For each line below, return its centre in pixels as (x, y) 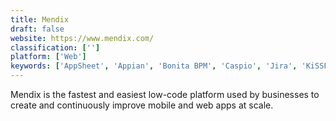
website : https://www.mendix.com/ (82, 38)
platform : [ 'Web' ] (48, 57)
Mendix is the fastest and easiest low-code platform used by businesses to (165, 94)
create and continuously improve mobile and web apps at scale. (142, 105)
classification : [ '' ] (55, 47)
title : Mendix (40, 19)
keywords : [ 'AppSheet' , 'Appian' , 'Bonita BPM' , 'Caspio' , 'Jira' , (154, 66)
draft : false (37, 29)
